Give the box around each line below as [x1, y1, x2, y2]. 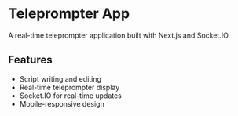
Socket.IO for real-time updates [19, 91, 122, 100]
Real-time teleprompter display [19, 82, 120, 92]
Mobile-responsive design [19, 99, 104, 108]
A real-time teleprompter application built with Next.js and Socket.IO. [8, 31, 230, 40]
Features [8, 53, 53, 67]
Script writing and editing [19, 74, 102, 83]
